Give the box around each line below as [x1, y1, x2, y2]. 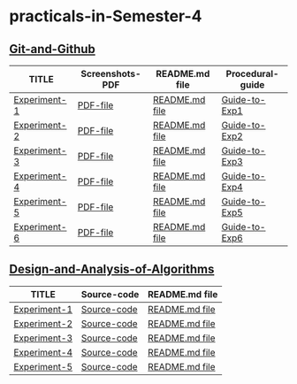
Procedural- [225, 68, 279, 80]
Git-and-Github [9, 42, 95, 57]
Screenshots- [80, 68, 141, 80]
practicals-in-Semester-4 [9, 6, 202, 27]
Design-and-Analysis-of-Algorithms [9, 262, 215, 277]
